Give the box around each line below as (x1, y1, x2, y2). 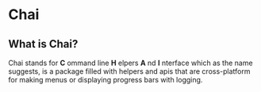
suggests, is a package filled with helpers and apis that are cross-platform (8, 67, 251, 76)
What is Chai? (8, 37, 79, 51)
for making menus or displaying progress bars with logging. (8, 75, 203, 84)
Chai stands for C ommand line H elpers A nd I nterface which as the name (8, 58, 253, 67)
